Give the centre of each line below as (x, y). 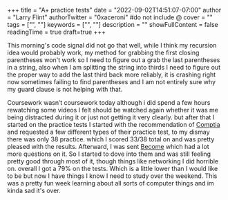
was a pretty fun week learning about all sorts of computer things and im (111, 183)
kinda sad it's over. (34, 190)
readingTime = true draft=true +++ (56, 32)
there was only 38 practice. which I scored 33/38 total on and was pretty (111, 139)
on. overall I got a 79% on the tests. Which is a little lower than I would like (113, 169)
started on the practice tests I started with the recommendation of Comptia (114, 124)
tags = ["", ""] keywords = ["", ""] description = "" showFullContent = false (113, 24)
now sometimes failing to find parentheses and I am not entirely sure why (112, 82)
